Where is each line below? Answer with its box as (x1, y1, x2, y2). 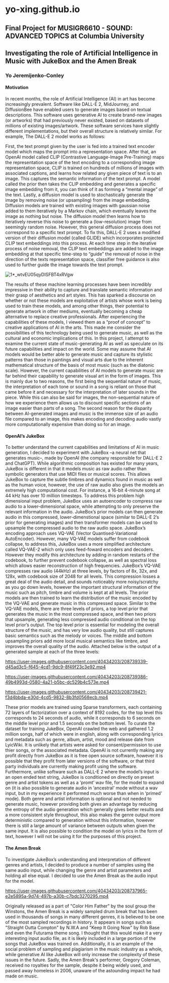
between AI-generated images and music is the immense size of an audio (5, 410, 158, 417)
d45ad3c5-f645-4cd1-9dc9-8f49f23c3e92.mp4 (5, 664, 106, 670)
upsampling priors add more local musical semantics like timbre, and (5, 638, 148, 644)
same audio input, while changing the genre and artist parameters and (5, 867, 151, 873)
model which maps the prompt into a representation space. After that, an (5, 148, 156, 155)
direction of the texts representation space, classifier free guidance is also (5, 256, 160, 262)
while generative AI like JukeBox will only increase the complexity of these (5, 951, 160, 957)
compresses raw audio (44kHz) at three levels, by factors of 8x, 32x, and (5, 568, 157, 574)
